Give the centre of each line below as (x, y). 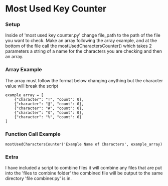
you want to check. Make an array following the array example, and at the (81, 41)
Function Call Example (33, 134)
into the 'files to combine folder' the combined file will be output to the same (84, 173)
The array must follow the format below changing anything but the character (84, 80)
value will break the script (32, 86)
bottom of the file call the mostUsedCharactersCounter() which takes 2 (78, 46)
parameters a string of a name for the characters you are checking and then (83, 51)
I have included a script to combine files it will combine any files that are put (83, 168)
